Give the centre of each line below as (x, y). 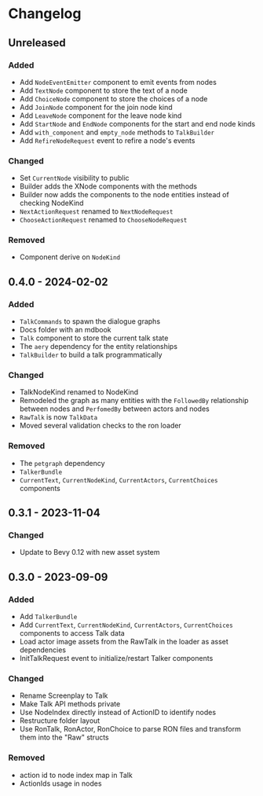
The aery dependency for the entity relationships (99, 347)
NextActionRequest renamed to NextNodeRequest (96, 211)
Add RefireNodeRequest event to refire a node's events (107, 140)
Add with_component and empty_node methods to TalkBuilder (117, 132)
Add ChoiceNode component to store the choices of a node (113, 98)
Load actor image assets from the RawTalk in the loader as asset (124, 642)
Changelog (45, 14)
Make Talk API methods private (70, 704)
